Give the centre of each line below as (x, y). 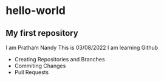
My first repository (42, 33)
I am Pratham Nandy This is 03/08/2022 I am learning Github (82, 47)
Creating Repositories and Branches (60, 59)
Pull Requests (32, 72)
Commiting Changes (40, 66)
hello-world (36, 11)
